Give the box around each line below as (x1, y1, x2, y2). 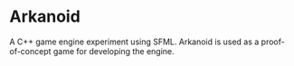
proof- (261, 36, 285, 47)
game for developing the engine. (52, 45, 175, 56)
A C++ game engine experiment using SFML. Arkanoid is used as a (9, 36, 260, 47)
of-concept (9, 45, 52, 56)
